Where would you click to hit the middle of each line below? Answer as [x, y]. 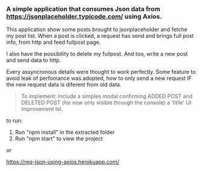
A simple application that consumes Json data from [84, 9]
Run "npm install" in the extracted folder [65, 132]
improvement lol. [42, 109]
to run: [14, 121]
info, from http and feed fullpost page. [54, 42]
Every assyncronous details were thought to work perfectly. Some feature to [101, 72]
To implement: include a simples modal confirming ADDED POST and [107, 96]
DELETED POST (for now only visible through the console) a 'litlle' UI [106, 103]
